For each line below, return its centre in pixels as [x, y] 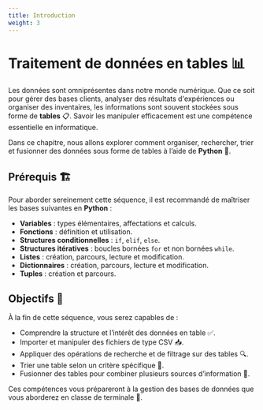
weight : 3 [24, 23]
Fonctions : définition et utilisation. [76, 232]
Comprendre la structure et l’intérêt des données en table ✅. [117, 333]
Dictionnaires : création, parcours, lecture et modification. [114, 266]
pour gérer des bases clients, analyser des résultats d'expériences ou [121, 99]
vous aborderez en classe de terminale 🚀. [76, 397]
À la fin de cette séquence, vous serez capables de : [93, 318]
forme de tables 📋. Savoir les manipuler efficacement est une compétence [130, 116]
